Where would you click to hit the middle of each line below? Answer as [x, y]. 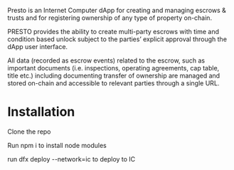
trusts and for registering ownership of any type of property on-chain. [110, 18]
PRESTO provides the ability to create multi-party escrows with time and [113, 32]
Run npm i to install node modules [57, 145]
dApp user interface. [38, 47]
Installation [41, 112]
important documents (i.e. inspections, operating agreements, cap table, [113, 68]
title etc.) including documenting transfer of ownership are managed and [114, 75]
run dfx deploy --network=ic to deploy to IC [71, 159]
